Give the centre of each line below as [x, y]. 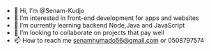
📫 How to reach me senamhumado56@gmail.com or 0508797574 [109, 40]
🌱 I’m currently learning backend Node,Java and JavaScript [99, 25]
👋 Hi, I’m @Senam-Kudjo [49, 11]
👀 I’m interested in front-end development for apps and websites [107, 18]
